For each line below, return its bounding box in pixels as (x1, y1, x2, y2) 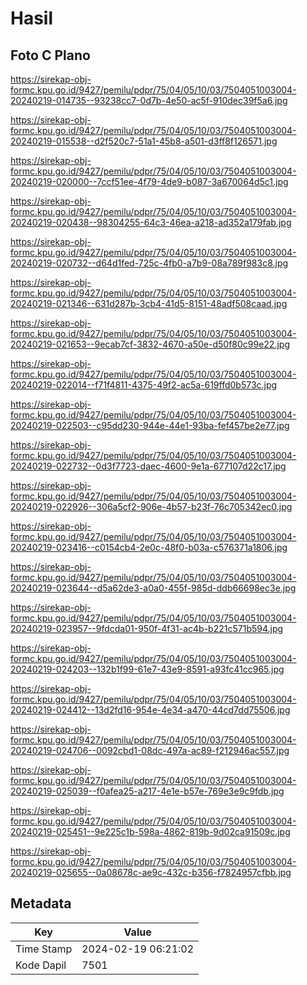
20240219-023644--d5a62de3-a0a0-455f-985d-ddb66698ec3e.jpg (10, 582, 297, 594)
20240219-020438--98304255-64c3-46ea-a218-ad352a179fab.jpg (10, 217, 292, 228)
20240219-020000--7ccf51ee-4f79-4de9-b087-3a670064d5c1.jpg (10, 176, 289, 187)
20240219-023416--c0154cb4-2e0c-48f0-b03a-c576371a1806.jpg (10, 542, 288, 553)
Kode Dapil (15, 958, 67, 972)
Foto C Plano (10, 47, 91, 64)
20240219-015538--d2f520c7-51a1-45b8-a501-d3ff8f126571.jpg (10, 135, 278, 147)
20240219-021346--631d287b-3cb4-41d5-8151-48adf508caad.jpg (10, 298, 288, 309)
